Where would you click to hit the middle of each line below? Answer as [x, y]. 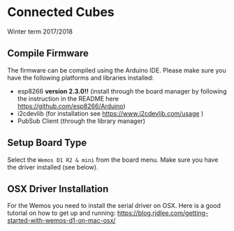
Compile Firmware [48, 53]
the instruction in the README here [68, 98]
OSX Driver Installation [58, 189]
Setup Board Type [47, 143]
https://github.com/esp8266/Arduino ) [71, 106]
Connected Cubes [61, 12]
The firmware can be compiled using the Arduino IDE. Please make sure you [117, 70]
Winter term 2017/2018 [40, 31]
